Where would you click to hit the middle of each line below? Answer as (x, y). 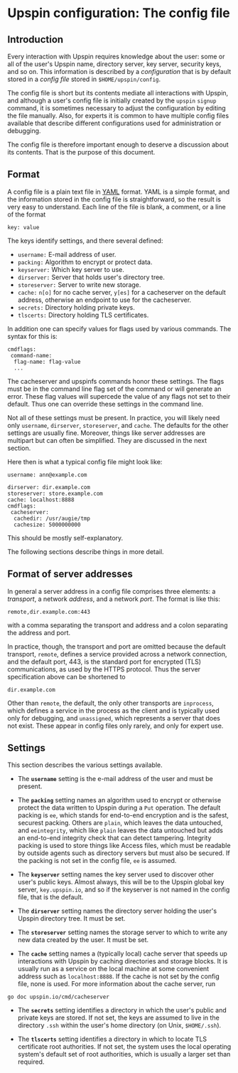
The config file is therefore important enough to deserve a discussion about (118, 145)
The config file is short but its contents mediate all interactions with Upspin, (118, 93)
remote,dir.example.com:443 (49, 612)
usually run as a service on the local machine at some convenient (113, 969)
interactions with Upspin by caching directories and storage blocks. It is (123, 961)
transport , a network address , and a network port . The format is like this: (114, 599)
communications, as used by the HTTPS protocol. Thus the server (104, 669)
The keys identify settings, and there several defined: (85, 241)
